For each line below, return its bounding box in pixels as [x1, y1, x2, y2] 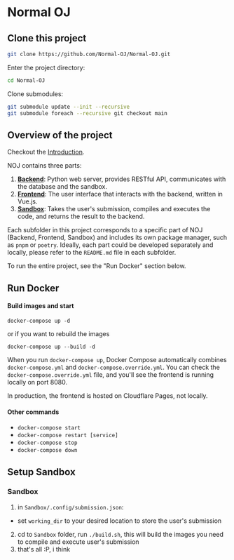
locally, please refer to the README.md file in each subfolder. [7, 248, 177, 257]
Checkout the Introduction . [7, 148, 85, 156]
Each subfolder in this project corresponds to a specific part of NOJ [7, 226, 203, 234]
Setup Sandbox [7, 466, 76, 478]
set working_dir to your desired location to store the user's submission [17, 516, 222, 525]
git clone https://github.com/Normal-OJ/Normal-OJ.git [7, 51, 171, 58]
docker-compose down [17, 447, 78, 454]
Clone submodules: [7, 89, 64, 98]
